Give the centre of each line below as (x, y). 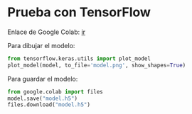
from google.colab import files (55, 92)
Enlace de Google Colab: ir (47, 32)
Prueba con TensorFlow (79, 12)
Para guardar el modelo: (43, 79)
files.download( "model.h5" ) (49, 105)
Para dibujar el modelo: (41, 45)
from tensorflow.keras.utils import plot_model (79, 58)
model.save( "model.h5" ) (43, 98)
